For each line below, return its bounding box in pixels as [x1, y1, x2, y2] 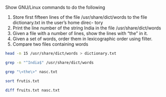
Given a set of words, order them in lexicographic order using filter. [12, 36, 153, 42]
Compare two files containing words [12, 41, 89, 47]
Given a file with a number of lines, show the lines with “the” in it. [12, 30, 148, 36]
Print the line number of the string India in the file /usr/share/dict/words [12, 25, 161, 31]
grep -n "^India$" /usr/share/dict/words [5, 60, 94, 65]
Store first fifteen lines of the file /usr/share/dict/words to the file [12, 14, 148, 20]
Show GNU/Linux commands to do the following [5, 5, 105, 10]
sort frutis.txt [5, 78, 39, 83]
